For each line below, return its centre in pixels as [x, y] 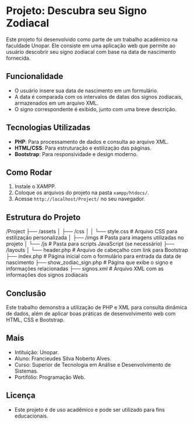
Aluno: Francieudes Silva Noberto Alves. [63, 358]
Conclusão [26, 293]
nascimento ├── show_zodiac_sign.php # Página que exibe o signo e [89, 263]
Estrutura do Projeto [43, 217]
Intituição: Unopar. [37, 352]
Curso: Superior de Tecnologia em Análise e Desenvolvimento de [93, 364]
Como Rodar [29, 172]
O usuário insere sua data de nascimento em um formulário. [86, 90]
